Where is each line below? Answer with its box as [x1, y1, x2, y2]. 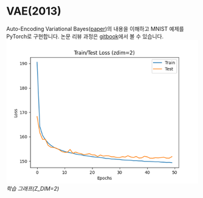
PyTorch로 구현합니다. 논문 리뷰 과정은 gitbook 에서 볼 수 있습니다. [6, 32, 164, 40]
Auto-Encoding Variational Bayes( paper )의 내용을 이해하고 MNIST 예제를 [6, 25, 184, 32]
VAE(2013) [6, 4, 62, 18]
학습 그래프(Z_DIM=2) [6, 185, 60, 192]
